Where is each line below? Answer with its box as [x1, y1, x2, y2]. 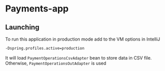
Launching [5, 23, 39, 31]
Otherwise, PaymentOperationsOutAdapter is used [5, 60, 106, 66]
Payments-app [5, 3, 69, 14]
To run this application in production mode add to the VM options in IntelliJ [5, 36, 160, 42]
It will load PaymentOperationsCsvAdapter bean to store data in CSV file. [5, 54, 152, 60]
